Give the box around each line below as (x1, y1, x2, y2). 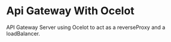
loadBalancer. (6, 30, 40, 37)
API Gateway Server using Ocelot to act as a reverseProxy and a (6, 24, 166, 31)
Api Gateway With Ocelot (6, 4, 135, 18)
